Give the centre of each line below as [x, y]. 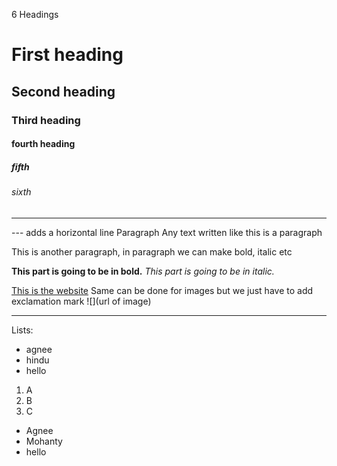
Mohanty [44, 441]
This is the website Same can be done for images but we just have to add [162, 290]
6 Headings [35, 14]
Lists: [22, 330]
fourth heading [43, 144]
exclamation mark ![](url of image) [81, 301]
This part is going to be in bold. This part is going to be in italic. [143, 271]
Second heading [63, 91]
